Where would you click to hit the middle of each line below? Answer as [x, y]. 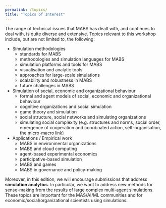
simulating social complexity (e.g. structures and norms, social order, [90, 122]
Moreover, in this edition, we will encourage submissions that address [76, 179]
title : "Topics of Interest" [35, 14]
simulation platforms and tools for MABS [61, 64]
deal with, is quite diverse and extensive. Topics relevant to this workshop [81, 34]
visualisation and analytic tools [51, 69]
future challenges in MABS [47, 85]
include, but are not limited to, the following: [50, 39]
